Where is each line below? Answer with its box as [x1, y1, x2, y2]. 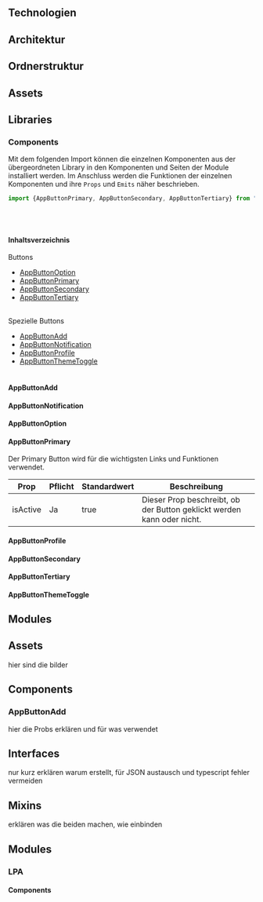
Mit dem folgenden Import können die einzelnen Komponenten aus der [8, 155, 236, 164]
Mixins [8, 798, 41, 812]
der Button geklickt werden [142, 504, 241, 515]
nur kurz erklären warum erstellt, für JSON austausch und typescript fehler [8, 768, 250, 777]
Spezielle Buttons [8, 316, 65, 326]
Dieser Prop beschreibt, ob [142, 495, 240, 506]
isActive [12, 504, 41, 515]
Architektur [8, 33, 66, 46]
